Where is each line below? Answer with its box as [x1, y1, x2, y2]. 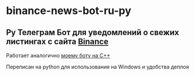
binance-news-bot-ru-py [6, 4, 132, 18]
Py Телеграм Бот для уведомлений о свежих [6, 27, 180, 37]
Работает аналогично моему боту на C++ [6, 52, 110, 59]
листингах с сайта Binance [6, 36, 109, 46]
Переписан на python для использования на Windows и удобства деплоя [6, 63, 189, 70]
